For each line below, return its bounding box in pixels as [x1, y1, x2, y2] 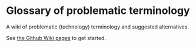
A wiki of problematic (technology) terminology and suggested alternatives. [6, 23, 190, 30]
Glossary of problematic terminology [6, 4, 190, 17]
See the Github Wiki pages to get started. [6, 34, 107, 41]
